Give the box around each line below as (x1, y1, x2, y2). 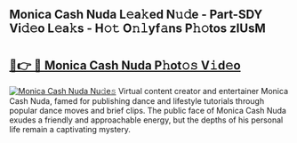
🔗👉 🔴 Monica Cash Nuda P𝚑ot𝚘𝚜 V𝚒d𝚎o (9, 58, 242, 73)
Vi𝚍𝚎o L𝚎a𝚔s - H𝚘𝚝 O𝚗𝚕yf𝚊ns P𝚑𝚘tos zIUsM (9, 21, 266, 36)
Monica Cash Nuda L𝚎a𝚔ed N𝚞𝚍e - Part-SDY (9, 7, 263, 22)
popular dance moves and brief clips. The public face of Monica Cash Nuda (9, 106, 287, 115)
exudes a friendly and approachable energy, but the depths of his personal (9, 115, 284, 125)
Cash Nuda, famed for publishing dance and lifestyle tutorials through (9, 96, 265, 106)
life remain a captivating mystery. (9, 124, 132, 134)
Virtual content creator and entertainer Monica (118, 86, 289, 96)
